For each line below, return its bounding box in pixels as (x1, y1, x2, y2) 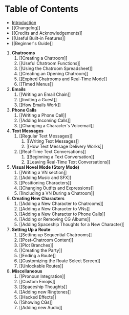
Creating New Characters (11, 195, 64, 201)
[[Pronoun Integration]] (19, 273, 65, 279)
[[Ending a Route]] (19, 252, 56, 258)
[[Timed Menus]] (19, 81, 53, 87)
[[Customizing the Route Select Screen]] (19, 258, 101, 264)
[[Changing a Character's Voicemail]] (19, 122, 94, 128)
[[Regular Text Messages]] (19, 133, 73, 139)
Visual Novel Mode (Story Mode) (11, 164, 80, 170)
